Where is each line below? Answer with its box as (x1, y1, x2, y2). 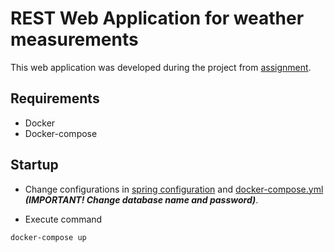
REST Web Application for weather (10, 7, 305, 30)
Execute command (24, 213, 103, 225)
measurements (10, 28, 139, 51)
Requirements (10, 90, 100, 107)
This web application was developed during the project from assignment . (10, 61, 312, 73)
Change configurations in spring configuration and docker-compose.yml (24, 183, 324, 195)
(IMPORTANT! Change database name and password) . (24, 193, 259, 206)
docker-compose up (10, 232, 87, 242)
